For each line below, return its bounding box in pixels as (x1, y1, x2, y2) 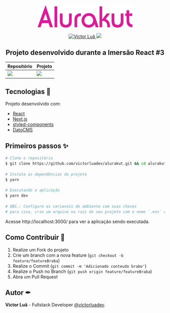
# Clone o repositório (5, 155, 53, 161)
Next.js (12, 116, 28, 122)
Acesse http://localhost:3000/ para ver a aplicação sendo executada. (5, 218, 150, 225)
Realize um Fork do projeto (12, 246, 69, 253)
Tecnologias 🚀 (5, 87, 51, 96)
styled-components (12, 121, 54, 128)
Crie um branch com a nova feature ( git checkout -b (12, 252, 124, 258)
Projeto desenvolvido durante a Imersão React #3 (6, 48, 164, 57)
